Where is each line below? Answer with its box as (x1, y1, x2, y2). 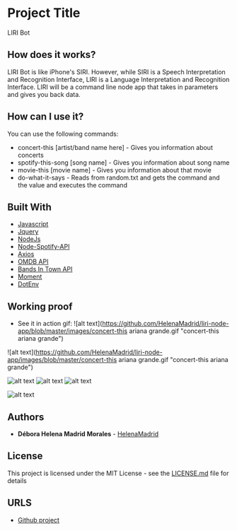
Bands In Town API (17, 265, 73, 274)
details (7, 476, 27, 485)
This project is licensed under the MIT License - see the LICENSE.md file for (7, 469, 229, 477)
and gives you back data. (7, 90, 81, 98)
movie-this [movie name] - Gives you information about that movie (17, 165, 212, 174)
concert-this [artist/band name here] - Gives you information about (17, 143, 214, 151)
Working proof (7, 300, 73, 313)
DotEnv (17, 280, 40, 288)
